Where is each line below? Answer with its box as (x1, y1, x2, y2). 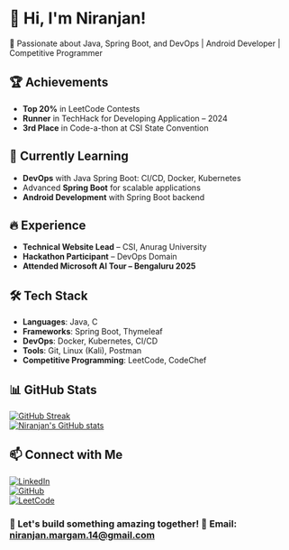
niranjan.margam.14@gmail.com (9, 528, 156, 541)
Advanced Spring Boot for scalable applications (22, 182, 201, 193)
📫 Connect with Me (9, 447, 123, 463)
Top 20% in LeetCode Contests (22, 103, 140, 114)
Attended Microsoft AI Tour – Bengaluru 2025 (22, 261, 196, 271)
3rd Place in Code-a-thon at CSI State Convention (22, 122, 209, 133)
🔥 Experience (9, 217, 86, 233)
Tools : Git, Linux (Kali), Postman (22, 345, 142, 356)
